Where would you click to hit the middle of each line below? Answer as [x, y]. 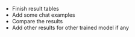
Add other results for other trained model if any [71, 27]
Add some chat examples [43, 15]
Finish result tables [35, 9]
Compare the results [37, 21]
